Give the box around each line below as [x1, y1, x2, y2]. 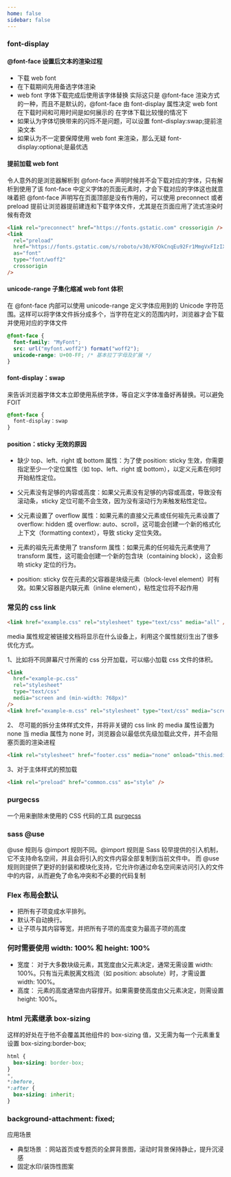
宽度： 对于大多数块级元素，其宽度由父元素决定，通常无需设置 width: [16, 960, 213, 968]
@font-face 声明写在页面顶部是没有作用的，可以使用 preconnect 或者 [26, 193, 223, 202]
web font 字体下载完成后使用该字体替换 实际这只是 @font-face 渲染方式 [16, 91, 220, 99]
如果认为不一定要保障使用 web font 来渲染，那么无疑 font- [16, 134, 182, 142]
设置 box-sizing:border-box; [7, 1039, 87, 1047]
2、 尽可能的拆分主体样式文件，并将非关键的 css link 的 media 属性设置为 [7, 721, 214, 729]
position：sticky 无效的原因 [7, 440, 87, 448]
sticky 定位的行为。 [25, 560, 80, 569]
